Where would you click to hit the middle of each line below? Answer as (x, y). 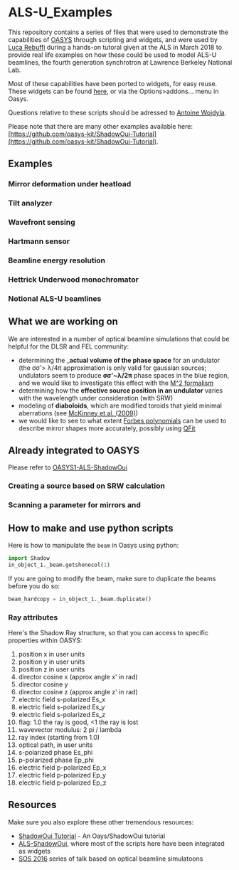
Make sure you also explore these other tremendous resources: (101, 822)
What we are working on (63, 322)
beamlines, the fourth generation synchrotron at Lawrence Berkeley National (120, 62)
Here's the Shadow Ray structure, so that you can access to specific (108, 632)
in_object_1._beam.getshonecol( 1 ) (59, 565)
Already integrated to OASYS (74, 450)
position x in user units (52, 654)
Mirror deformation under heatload (70, 184)
